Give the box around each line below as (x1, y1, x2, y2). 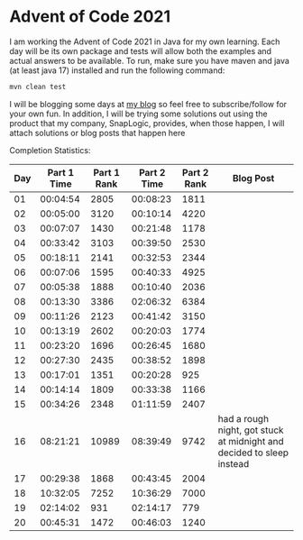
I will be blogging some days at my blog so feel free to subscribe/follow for (9, 98, 287, 109)
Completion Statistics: (9, 144, 91, 155)
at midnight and (217, 435, 284, 447)
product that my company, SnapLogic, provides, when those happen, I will (9, 117, 285, 128)
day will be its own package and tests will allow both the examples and (9, 45, 272, 56)
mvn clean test (9, 82, 67, 91)
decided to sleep (217, 446, 289, 459)
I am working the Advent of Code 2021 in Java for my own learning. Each (9, 36, 280, 47)
